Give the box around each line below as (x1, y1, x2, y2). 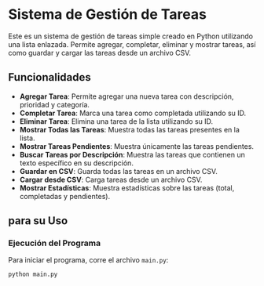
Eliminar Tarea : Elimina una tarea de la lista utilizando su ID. (19, 116, 214, 126)
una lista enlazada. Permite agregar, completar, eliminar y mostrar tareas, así (8, 39, 256, 49)
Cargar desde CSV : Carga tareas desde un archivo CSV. (19, 175, 203, 184)
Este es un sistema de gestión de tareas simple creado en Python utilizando (8, 31, 254, 41)
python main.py (8, 270, 58, 279)
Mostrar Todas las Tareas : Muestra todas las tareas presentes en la (19, 125, 240, 134)
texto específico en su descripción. (19, 158, 134, 168)
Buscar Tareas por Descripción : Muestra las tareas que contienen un (19, 150, 246, 159)
